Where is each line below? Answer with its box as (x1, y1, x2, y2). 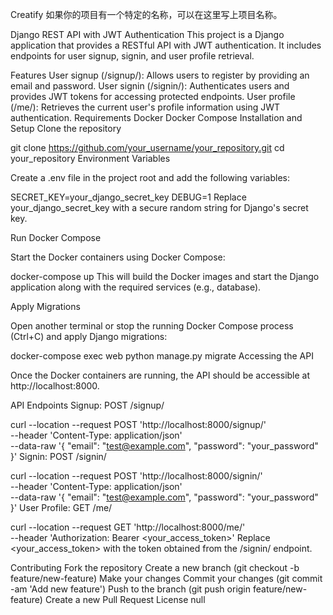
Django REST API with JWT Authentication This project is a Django (10, 29, 285, 40)
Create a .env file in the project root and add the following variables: (10, 172, 291, 183)
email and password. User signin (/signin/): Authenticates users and (10, 80, 290, 92)
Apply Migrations (10, 301, 81, 312)
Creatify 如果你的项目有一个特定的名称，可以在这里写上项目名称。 (10, 9, 283, 20)
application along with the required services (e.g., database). (10, 281, 262, 293)
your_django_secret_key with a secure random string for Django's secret (10, 202, 309, 213)
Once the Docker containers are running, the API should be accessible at (10, 369, 311, 381)
